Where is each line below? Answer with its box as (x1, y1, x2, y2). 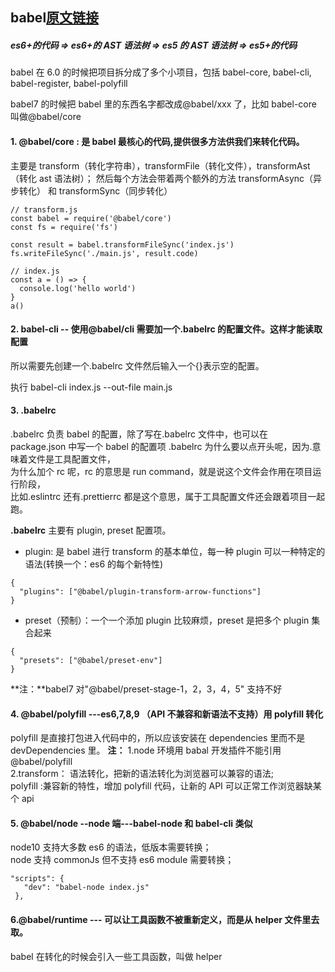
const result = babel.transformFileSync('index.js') (10, 239, 235, 250)
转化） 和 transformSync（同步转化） (18, 184, 173, 197)
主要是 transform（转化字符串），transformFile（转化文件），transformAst (10, 159, 311, 172)
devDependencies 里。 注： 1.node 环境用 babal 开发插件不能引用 (10, 744, 282, 757)
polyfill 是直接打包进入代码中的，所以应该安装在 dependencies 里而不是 (10, 732, 306, 744)
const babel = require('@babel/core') (10, 213, 172, 223)
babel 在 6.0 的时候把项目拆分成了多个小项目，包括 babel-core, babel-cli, (10, 66, 312, 78)
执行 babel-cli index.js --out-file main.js (10, 381, 173, 393)
